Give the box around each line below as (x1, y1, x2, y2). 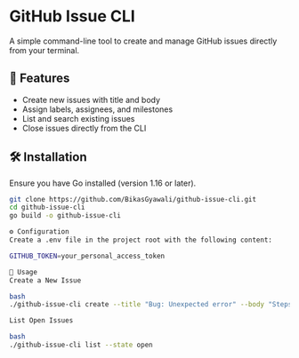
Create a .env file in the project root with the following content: (9, 235, 273, 245)
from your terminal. (9, 44, 80, 55)
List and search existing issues (21, 113, 135, 123)
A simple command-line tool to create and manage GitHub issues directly (9, 36, 278, 46)
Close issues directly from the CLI (21, 123, 147, 133)
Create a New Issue (9, 275, 82, 285)
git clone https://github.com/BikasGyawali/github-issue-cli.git (9, 195, 256, 203)
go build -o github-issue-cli (9, 211, 122, 220)
